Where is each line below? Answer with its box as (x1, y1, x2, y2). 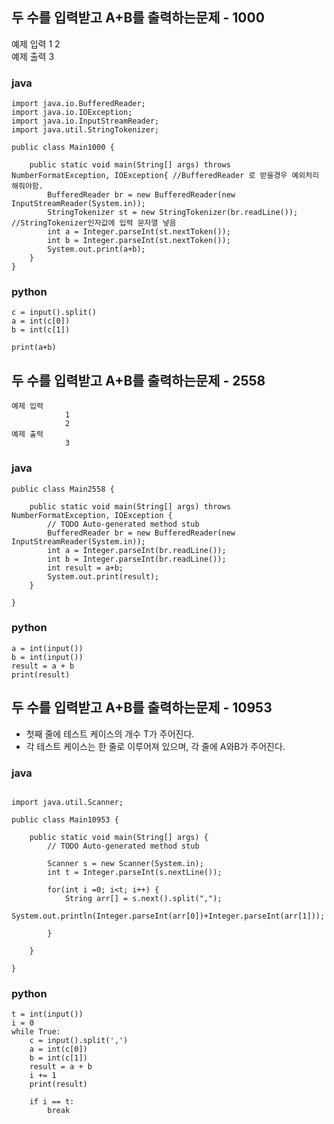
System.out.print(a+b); (47, 244, 146, 255)
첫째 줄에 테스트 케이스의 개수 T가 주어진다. (25, 728, 195, 740)
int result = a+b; (47, 563, 124, 573)
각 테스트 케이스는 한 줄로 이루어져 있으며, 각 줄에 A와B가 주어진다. (25, 740, 286, 752)
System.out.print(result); (47, 571, 160, 582)
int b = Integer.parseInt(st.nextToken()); (47, 236, 231, 246)
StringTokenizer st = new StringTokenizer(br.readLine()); (47, 208, 299, 218)
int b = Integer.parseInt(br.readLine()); (47, 554, 227, 564)
